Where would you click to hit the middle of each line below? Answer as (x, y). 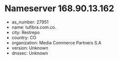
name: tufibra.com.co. (34, 27)
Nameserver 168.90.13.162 (59, 9)
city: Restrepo (26, 32)
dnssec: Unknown (30, 53)
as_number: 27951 (30, 22)
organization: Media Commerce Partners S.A (57, 42)
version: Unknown (30, 48)
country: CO (24, 38)
